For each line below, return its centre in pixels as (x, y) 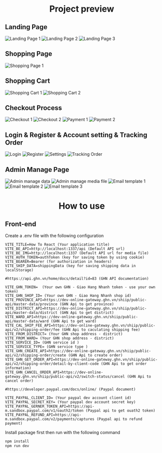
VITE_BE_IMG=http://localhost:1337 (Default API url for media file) (77, 253)
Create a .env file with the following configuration (54, 236)
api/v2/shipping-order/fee (32, 330)
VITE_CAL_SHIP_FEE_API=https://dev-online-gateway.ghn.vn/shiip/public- (80, 326)
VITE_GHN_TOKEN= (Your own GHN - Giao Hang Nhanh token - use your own (80, 287)
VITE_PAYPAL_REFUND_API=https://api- (43, 415)
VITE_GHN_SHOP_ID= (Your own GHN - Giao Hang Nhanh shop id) (68, 296)
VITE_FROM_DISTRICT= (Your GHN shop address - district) (64, 334)
